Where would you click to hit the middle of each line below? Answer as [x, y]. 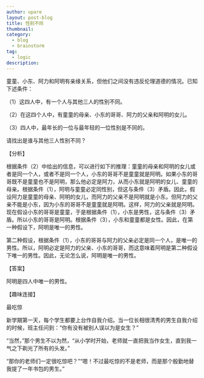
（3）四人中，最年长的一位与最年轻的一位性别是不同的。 [77, 127]
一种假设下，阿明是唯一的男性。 [46, 227]
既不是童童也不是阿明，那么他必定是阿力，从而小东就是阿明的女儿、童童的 [104, 181]
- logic [22, 57]
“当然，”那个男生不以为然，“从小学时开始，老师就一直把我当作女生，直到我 [99, 340]
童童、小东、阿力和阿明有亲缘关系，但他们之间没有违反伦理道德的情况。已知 [102, 81]
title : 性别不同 [25, 23]
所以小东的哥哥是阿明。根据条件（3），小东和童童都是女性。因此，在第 [105, 219]
